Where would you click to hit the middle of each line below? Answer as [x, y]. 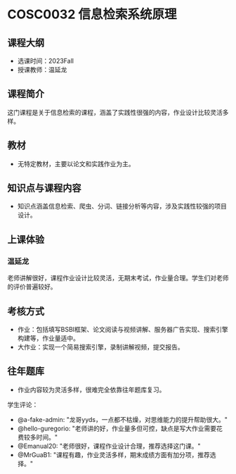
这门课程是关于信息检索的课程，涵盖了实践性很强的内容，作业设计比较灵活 [115, 112]
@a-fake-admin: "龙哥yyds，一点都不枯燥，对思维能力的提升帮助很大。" [123, 419]
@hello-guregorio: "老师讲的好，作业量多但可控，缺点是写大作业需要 [117, 428]
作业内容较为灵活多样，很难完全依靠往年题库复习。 [91, 389]
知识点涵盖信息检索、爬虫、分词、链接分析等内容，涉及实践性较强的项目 [122, 206]
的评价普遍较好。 [32, 287]
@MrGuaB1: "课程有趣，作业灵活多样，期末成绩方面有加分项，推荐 [114, 454]
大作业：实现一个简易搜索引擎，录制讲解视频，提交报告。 [100, 347]
